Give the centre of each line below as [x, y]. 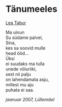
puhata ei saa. [20, 90]
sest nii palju [18, 74]
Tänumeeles [31, 9]
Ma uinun [15, 32]
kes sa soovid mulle [26, 48]
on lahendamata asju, [27, 79]
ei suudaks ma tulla [25, 64]
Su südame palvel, [24, 37]
